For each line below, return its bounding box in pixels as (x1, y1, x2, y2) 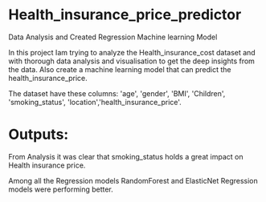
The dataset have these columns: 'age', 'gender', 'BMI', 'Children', (8, 88, 226, 98)
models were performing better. (8, 184, 114, 194)
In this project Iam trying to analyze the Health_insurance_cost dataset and (8, 47, 256, 57)
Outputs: (8, 126, 69, 143)
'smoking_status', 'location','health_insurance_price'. (8, 97, 182, 107)
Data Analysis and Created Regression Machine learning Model (8, 32, 218, 42)
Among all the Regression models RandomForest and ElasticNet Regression (8, 176, 259, 185)
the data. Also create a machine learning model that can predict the (8, 64, 231, 74)
